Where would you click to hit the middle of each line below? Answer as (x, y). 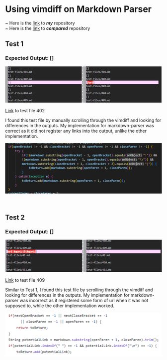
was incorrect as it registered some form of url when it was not (84, 301)
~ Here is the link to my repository (40, 23)
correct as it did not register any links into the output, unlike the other (76, 131)
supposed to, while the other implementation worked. (60, 306)
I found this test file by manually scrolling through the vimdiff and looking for (83, 120)
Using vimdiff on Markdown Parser (78, 9)
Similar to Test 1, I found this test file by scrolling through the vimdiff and (79, 290)
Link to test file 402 (25, 111)
